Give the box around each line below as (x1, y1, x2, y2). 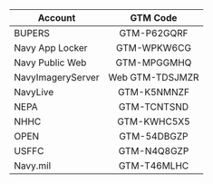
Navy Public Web (14, 56, 87, 69)
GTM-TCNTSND (118, 101, 189, 112)
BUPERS (14, 27, 50, 39)
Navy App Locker (14, 42, 88, 53)
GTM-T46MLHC (118, 160, 189, 171)
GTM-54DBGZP (119, 131, 189, 142)
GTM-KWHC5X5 (117, 115, 190, 128)
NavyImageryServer (14, 72, 100, 83)
